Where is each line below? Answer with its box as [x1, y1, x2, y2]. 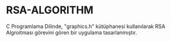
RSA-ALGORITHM [6, 3, 93, 17]
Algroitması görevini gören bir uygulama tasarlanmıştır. [6, 29, 137, 36]
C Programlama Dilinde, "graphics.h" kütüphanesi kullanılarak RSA [6, 23, 166, 30]
